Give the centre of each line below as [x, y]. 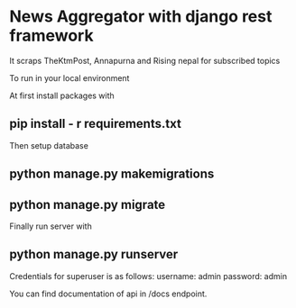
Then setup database [49, 145]
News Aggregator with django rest [141, 17]
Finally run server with [51, 226]
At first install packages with [62, 95]
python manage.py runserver [94, 254]
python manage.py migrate [88, 204]
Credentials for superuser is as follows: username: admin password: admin [148, 276]
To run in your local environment [69, 77]
